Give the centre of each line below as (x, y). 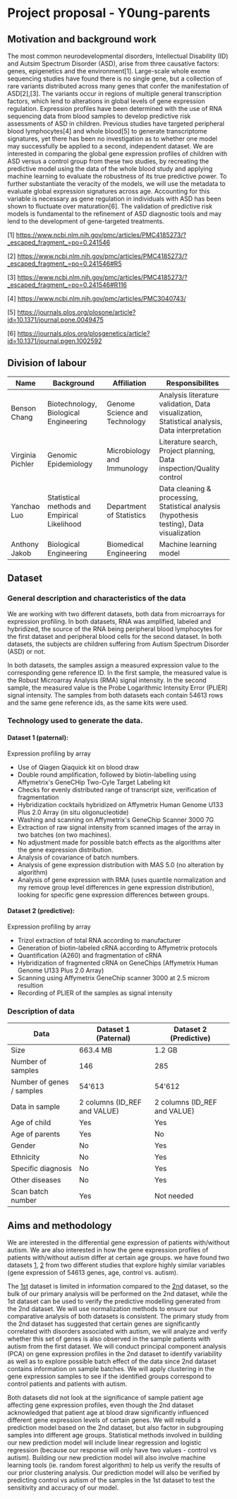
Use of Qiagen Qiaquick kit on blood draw (78, 767)
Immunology (127, 468)
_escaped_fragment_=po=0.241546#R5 (65, 264)
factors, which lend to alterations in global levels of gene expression (107, 101)
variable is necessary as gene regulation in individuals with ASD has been (114, 199)
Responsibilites (193, 383)
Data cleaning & (185, 488)
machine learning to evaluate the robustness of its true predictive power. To (117, 176)
